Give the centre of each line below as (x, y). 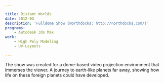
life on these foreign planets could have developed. (57, 75)
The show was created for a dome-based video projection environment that (82, 64)
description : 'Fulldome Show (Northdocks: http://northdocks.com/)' (77, 23)
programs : (15, 28)
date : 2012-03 (20, 19)
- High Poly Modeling (36, 42)
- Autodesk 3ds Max (34, 33)
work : (11, 37)
